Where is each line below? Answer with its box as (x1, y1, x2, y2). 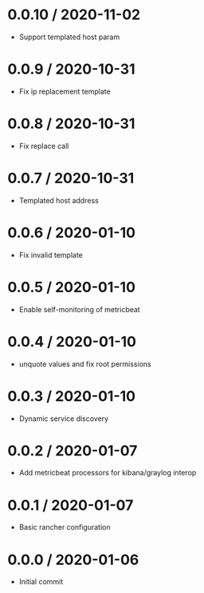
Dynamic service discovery (18, 414, 109, 423)
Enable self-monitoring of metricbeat (18, 304, 140, 314)
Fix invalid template (18, 250, 83, 259)
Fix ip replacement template (18, 86, 111, 96)
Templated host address (18, 195, 99, 205)
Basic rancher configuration (18, 523, 111, 532)
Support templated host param (18, 32, 120, 42)
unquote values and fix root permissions (18, 359, 152, 369)
